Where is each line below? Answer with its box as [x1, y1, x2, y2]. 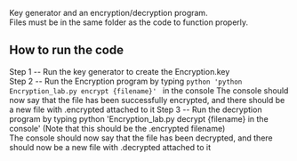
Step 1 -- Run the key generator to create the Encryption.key [9, 66, 230, 76]
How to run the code [9, 43, 124, 58]
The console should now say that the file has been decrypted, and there [9, 133, 273, 143]
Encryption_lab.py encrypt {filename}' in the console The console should [9, 85, 289, 96]
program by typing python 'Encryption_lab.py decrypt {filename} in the [9, 113, 269, 124]
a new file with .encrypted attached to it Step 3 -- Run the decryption [9, 104, 262, 115]
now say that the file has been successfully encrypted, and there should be [9, 94, 285, 105]
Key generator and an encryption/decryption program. [9, 8, 208, 18]
